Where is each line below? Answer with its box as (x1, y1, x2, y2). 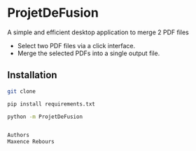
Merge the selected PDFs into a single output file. (17, 49, 160, 57)
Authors (7, 131, 30, 139)
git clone (7, 87, 36, 95)
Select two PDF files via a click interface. (17, 41, 136, 50)
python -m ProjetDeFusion (7, 113, 83, 120)
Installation (7, 69, 57, 81)
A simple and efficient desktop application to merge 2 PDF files (7, 28, 189, 36)
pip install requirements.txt (7, 100, 96, 108)
